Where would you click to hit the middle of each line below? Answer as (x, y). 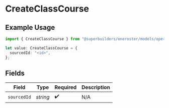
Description (96, 87)
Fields (15, 73)
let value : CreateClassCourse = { (41, 48)
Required (66, 87)
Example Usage (30, 28)
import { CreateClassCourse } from (43, 39)
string (43, 97)
